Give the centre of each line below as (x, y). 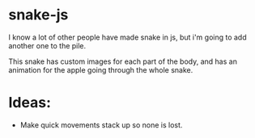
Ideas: (30, 103)
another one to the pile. (47, 45)
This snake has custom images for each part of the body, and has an (123, 61)
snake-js (38, 15)
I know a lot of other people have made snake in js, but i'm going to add (127, 37)
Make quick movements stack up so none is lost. (101, 125)
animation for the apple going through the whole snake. (101, 69)
